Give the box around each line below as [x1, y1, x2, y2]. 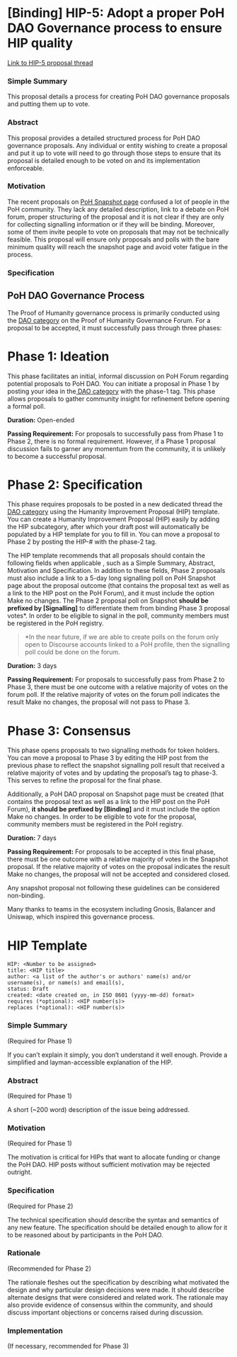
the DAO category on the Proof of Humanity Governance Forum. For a [7, 316, 211, 324]
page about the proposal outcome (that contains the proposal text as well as [7, 581, 230, 590]
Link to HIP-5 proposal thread [7, 58, 93, 67]
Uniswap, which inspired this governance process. [7, 912, 155, 921]
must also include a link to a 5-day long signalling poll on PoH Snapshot [7, 574, 216, 582]
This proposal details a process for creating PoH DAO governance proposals [7, 92, 230, 101]
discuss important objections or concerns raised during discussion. [7, 1308, 204, 1317]
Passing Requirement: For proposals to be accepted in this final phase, [7, 848, 216, 856]
